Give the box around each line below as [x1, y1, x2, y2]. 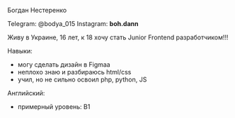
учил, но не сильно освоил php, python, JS [17, 75, 147, 84]
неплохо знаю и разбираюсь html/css [17, 68, 132, 76]
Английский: [7, 89, 45, 97]
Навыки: [7, 47, 33, 55]
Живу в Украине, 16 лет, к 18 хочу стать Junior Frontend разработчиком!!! [7, 33, 229, 41]
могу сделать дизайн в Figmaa [17, 60, 111, 69]
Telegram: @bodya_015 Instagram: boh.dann [7, 20, 139, 27]
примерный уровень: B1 [17, 103, 91, 111]
